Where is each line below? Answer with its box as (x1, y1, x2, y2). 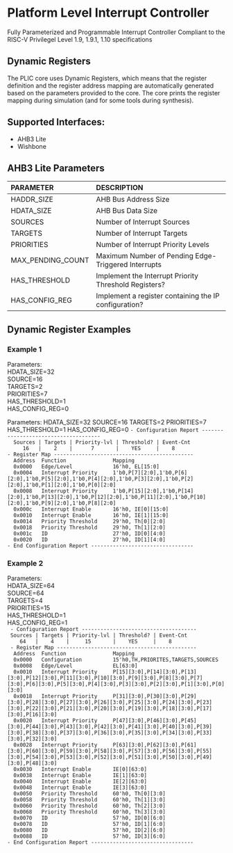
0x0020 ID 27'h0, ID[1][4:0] (13, 536, 166, 543)
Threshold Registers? (96, 280, 165, 289)
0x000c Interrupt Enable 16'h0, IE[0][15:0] (13, 506, 169, 513)
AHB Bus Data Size (96, 206, 158, 216)
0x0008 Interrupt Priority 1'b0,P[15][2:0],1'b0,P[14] (13, 488, 194, 495)
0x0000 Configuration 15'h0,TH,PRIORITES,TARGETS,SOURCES (13, 656, 218, 664)
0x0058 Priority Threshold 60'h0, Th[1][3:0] (13, 797, 166, 804)
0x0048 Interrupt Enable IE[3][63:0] (13, 784, 148, 791)
